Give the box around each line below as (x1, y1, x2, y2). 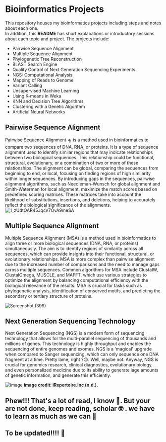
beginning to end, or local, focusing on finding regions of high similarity (5, 170, 151, 176)
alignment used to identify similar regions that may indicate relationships (5, 149, 153, 155)
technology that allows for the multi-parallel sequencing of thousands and (5, 336, 156, 342)
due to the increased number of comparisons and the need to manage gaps (5, 261, 160, 267)
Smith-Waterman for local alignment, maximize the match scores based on (5, 186, 158, 192)
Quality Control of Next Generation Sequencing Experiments (12, 66, 136, 73)
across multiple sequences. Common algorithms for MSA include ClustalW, (5, 266, 159, 272)
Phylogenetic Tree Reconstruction (12, 56, 82, 62)
